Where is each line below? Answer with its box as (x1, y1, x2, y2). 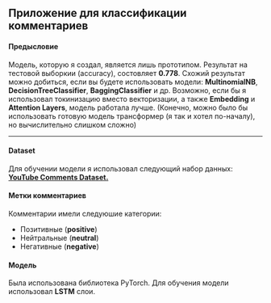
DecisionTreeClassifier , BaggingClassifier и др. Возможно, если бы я (8, 85, 247, 95)
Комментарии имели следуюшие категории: (8, 209, 162, 218)
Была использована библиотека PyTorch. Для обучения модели (8, 278, 229, 288)
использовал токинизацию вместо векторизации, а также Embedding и (8, 94, 256, 103)
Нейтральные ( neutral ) (19, 234, 99, 242)
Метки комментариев (8, 191, 87, 200)
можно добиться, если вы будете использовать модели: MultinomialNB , (8, 77, 258, 86)
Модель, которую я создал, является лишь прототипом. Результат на (8, 60, 248, 69)
